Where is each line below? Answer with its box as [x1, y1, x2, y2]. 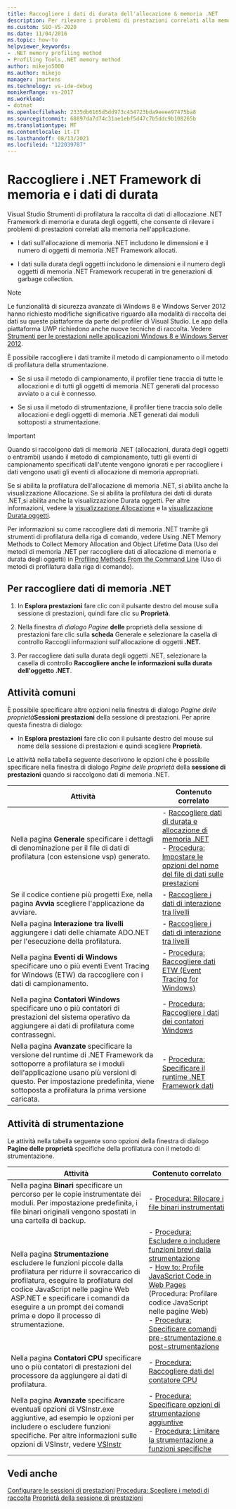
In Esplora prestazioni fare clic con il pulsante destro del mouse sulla [17, 601, 218, 610]
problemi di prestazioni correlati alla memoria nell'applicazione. [7, 225, 190, 233]
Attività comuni [7, 686, 76, 698]
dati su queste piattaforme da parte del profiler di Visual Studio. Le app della [7, 317, 228, 326]
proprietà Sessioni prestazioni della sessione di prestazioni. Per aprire [7, 713, 211, 721]
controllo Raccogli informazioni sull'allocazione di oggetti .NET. [17, 637, 202, 646]
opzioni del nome [162, 861, 219, 870]
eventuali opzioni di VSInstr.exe [11, 1404, 114, 1414]
